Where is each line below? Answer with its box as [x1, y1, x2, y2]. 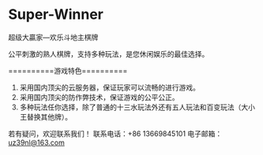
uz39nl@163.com [8, 138, 65, 147]
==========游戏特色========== [8, 65, 128, 76]
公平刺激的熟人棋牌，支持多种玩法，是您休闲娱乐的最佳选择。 [8, 49, 209, 58]
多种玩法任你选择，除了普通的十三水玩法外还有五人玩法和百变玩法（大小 [19, 102, 255, 112]
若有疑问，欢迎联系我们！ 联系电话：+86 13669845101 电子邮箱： [8, 128, 223, 138]
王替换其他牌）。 [19, 112, 73, 121]
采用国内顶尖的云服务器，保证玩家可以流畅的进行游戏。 [19, 83, 200, 92]
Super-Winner [8, 6, 104, 24]
